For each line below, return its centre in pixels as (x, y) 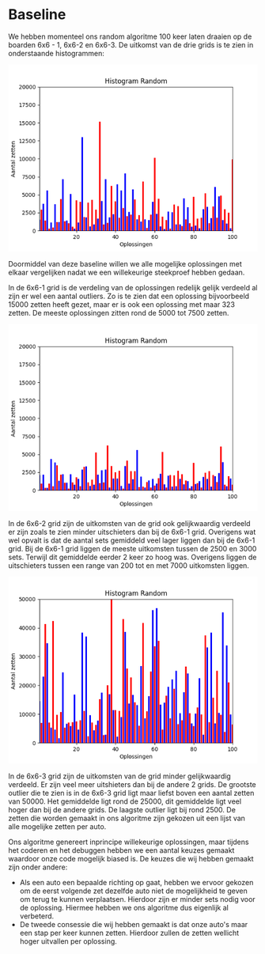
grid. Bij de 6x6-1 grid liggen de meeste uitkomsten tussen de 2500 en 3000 (132, 548)
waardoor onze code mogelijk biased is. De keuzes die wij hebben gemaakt (131, 858)
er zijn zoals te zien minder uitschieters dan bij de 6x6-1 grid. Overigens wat (132, 532)
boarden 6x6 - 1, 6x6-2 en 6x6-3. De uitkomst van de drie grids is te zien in (131, 44)
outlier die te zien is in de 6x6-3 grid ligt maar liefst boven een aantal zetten (131, 793)
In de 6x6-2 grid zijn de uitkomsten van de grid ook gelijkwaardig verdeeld (129, 523)
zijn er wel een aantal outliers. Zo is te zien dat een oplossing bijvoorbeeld (129, 296)
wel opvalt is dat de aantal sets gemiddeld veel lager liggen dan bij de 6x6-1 (132, 540)
